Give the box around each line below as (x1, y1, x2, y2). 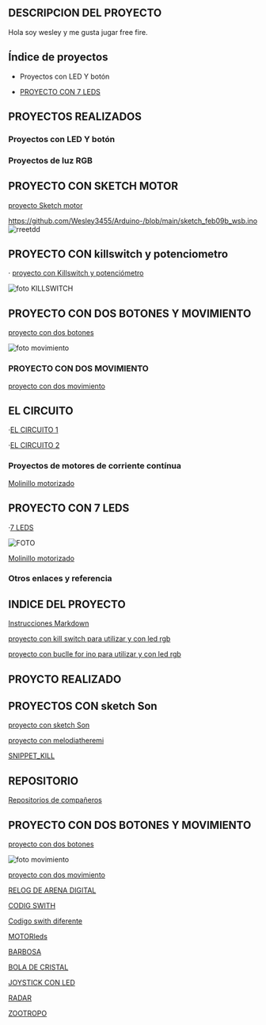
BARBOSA (8, 947, 42, 957)
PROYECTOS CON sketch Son (8, 699, 158, 713)
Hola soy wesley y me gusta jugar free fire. (8, 27, 148, 37)
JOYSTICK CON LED (8, 978, 75, 988)
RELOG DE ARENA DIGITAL (8, 885, 97, 896)
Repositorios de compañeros (8, 796, 103, 805)
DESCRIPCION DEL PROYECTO (8, 6, 162, 20)
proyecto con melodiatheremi (8, 736, 104, 746)
